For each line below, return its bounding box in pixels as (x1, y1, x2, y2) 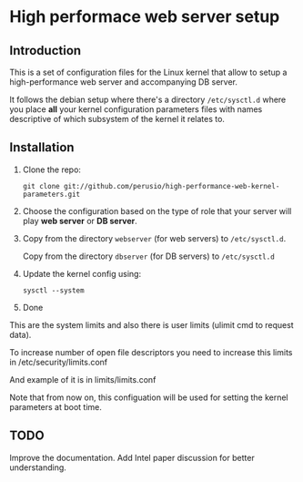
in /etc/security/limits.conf (9, 356, 108, 367)
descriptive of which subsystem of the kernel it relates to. (9, 114, 226, 124)
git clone (22, 181, 61, 190)
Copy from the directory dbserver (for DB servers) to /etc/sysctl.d (22, 251, 275, 262)
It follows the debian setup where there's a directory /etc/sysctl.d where (9, 94, 287, 105)
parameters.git (22, 190, 81, 199)
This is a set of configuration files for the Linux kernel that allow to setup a (9, 67, 288, 77)
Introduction (9, 43, 82, 58)
